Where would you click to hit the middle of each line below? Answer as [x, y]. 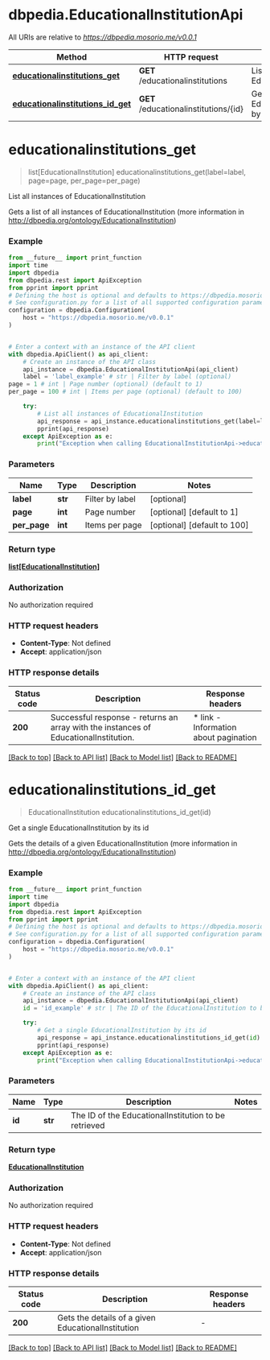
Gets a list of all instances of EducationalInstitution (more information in [127, 212]
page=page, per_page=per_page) [84, 180]
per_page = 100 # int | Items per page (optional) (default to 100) [125, 392]
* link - [207, 717]
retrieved [88, 1125]
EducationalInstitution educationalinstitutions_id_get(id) [119, 812]
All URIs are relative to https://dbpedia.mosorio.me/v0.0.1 [102, 37]
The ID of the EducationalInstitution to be [148, 1115]
